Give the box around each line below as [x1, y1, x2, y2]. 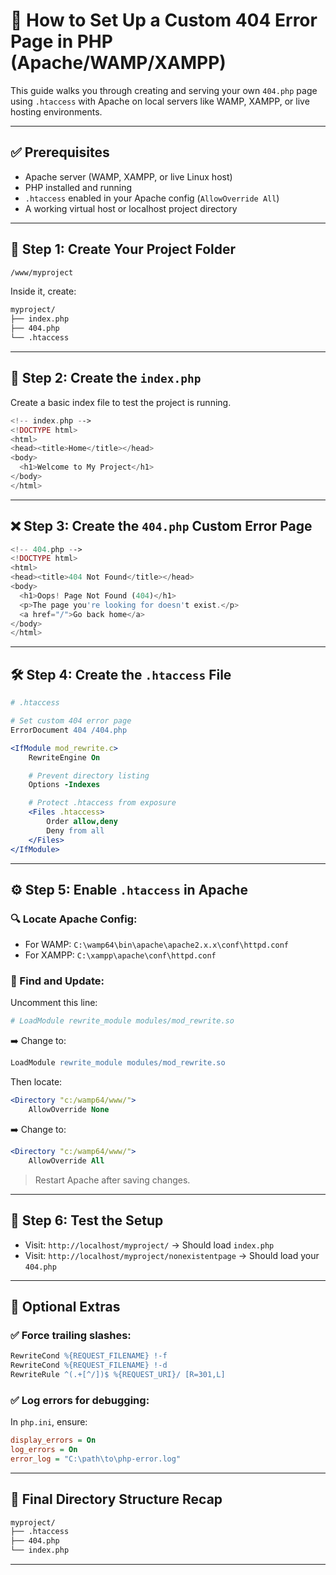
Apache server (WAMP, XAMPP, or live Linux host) [24, 170, 233, 183]
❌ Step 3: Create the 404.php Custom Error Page [10, 518, 313, 535]
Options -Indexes [28, 780, 101, 790]
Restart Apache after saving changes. [34, 1174, 191, 1186]
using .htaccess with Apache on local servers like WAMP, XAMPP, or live [10, 95, 310, 107]
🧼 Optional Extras [10, 1298, 121, 1315]
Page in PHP [10, 30, 113, 53]
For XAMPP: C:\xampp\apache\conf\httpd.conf [24, 949, 217, 961]
